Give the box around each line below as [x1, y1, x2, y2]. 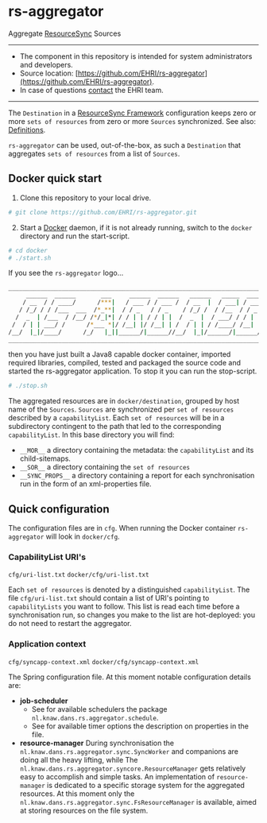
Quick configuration [8, 502, 110, 516]
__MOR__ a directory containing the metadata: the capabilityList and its [19, 446, 254, 455]
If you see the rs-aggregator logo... [8, 269, 124, 278]
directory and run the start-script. [19, 231, 130, 241]
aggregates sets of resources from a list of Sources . [8, 149, 180, 158]
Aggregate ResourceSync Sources [8, 29, 122, 38]
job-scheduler [19, 696, 69, 705]
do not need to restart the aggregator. [8, 619, 132, 628]
